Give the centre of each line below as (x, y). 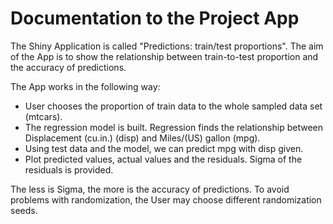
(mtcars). (43, 116)
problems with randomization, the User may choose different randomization (166, 199)
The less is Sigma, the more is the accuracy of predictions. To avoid (150, 189)
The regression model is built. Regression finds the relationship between (174, 127)
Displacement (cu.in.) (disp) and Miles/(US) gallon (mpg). (142, 138)
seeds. (24, 210)
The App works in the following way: (85, 86)
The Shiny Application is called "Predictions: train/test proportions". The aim (167, 46)
